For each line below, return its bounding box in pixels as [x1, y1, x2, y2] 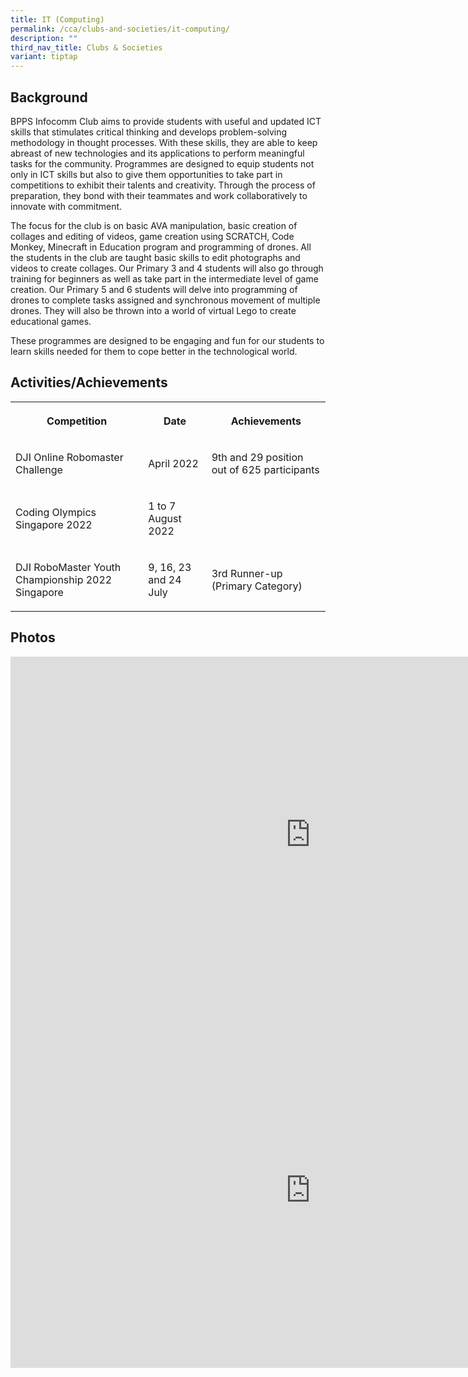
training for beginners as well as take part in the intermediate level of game [10, 272, 319, 285]
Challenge [15, 462, 63, 476]
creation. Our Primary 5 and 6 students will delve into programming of [10, 283, 298, 295]
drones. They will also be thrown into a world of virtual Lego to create [10, 304, 297, 316]
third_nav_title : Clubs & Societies [10, 42, 163, 53]
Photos [10, 629, 56, 646]
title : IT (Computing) [10, 14, 105, 25]
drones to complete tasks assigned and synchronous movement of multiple [10, 294, 321, 306]
